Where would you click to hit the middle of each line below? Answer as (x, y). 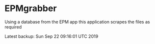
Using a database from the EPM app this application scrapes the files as (77, 22)
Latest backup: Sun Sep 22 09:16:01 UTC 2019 (52, 36)
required (13, 27)
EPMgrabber (31, 8)
